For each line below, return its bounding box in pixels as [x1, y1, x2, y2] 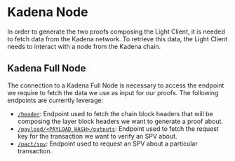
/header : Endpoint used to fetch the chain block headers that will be [17, 109, 213, 118]
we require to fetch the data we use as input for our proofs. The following [7, 88, 219, 97]
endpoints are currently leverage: [7, 96, 104, 104]
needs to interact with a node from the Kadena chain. [7, 42, 161, 50]
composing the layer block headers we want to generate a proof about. [17, 117, 223, 125]
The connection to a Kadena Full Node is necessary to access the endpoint [7, 81, 224, 90]
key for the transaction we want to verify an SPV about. [17, 132, 177, 140]
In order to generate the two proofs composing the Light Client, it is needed [7, 27, 226, 36]
